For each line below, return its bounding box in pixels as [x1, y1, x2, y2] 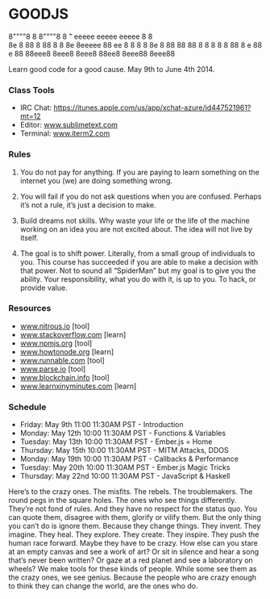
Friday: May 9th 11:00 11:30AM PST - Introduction [19, 420, 184, 429]
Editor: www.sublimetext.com [19, 120, 118, 130]
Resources [8, 303, 52, 314]
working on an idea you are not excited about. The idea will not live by [19, 224, 253, 234]
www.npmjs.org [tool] [19, 338, 93, 348]
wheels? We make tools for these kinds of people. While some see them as [8, 564, 257, 574]
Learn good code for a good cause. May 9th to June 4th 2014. [8, 64, 215, 73]
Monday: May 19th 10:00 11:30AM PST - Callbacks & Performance [19, 454, 239, 464]
